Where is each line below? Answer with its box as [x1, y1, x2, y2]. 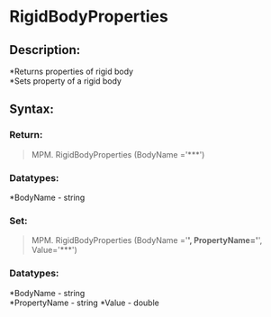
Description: [9, 42, 81, 58]
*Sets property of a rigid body [9, 76, 122, 86]
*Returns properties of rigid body [9, 66, 133, 77]
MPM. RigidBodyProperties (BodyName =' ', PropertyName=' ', [31, 235, 263, 246]
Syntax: [9, 102, 54, 117]
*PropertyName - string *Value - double [9, 297, 159, 308]
